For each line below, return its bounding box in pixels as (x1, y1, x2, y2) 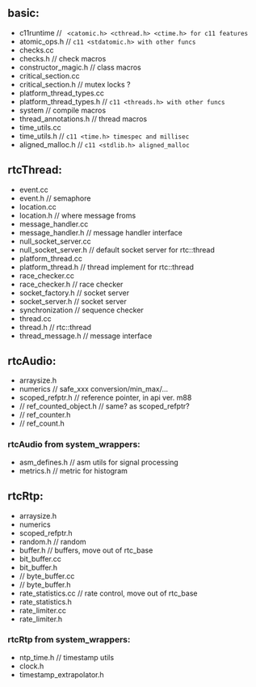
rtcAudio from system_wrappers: (7, 439, 141, 450)
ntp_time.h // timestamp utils (19, 652, 115, 662)
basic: (7, 6, 40, 20)
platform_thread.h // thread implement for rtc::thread (19, 262, 195, 272)
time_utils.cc (19, 122, 61, 132)
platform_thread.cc (19, 253, 82, 263)
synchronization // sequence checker (19, 305, 145, 315)
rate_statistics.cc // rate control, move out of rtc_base (19, 588, 198, 598)
